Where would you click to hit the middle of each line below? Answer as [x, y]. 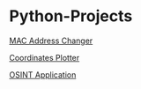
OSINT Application [43, 74]
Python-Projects [71, 16]
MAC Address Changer [51, 41]
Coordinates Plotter [45, 57]
